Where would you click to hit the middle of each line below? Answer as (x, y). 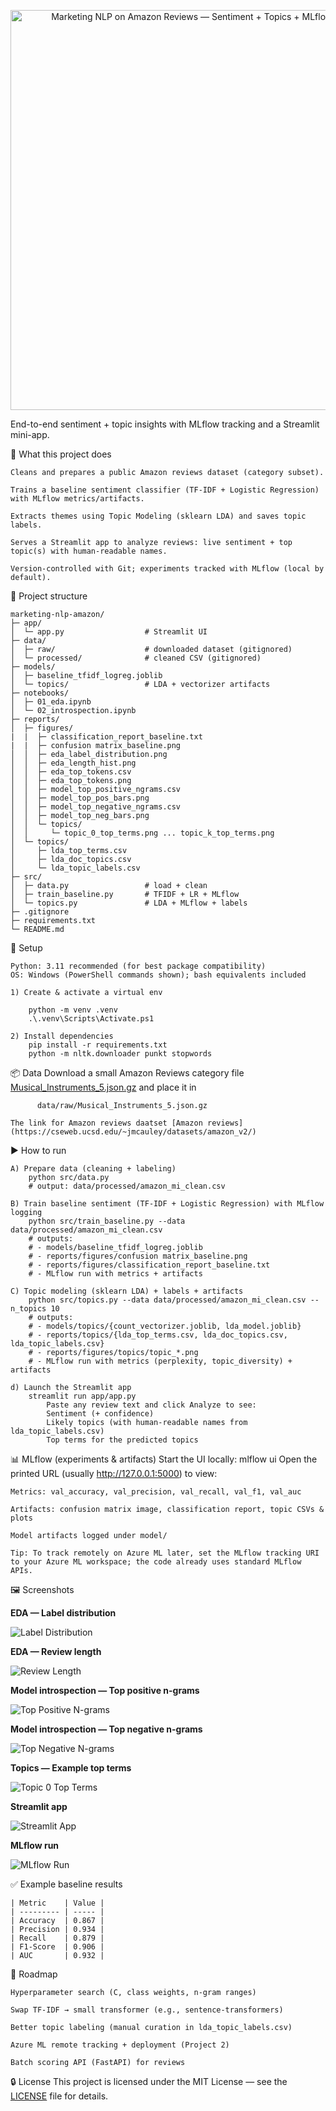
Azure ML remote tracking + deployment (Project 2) (120, 2045)
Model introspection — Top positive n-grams (105, 1690)
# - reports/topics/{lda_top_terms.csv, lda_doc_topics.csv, (158, 1335)
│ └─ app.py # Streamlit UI (109, 632)
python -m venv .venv (73, 1010)
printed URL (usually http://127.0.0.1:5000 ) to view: (114, 1473)
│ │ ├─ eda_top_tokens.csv (71, 772)
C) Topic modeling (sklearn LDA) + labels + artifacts (127, 1291)
